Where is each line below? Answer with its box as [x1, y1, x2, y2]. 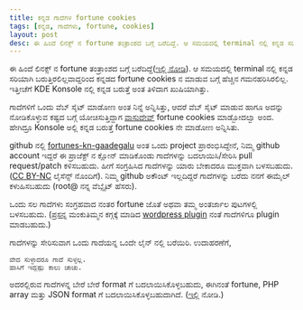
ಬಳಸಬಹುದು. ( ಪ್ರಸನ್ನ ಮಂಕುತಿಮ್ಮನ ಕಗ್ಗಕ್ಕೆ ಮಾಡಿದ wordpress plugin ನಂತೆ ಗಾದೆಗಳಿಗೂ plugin [9, 209, 280, 220]
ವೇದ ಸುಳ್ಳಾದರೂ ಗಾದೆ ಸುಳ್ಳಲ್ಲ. [9, 255, 87, 265]
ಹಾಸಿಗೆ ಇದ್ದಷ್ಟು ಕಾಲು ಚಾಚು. [9, 263, 83, 272]
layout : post [9, 30, 59, 39]
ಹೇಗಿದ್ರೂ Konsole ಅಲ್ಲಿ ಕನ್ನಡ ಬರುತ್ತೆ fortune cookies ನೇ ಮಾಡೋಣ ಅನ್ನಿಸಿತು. [9, 122, 241, 133]
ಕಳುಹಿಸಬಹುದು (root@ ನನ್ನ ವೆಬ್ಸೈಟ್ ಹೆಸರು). [9, 181, 137, 192]
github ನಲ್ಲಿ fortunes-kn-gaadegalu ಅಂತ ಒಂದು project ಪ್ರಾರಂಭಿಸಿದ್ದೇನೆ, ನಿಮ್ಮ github [9, 140, 280, 151]
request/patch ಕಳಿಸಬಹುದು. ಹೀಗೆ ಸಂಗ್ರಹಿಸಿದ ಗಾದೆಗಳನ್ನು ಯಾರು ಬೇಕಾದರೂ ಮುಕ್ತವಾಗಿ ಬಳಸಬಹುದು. [9, 160, 293, 172]
